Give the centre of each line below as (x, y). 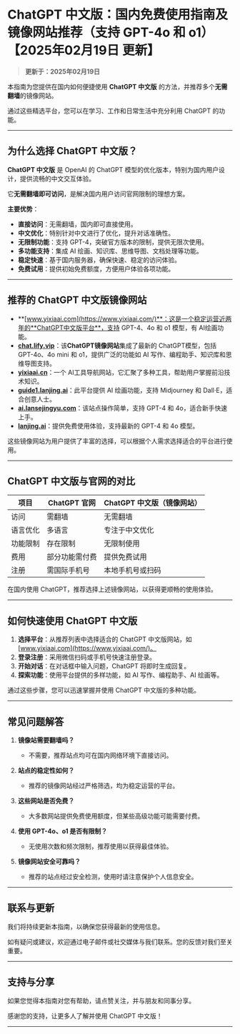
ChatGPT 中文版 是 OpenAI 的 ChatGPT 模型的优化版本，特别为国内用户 (113, 169)
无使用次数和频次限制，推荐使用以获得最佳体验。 (100, 846)
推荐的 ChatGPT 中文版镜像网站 (77, 300)
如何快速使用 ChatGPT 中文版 (72, 621)
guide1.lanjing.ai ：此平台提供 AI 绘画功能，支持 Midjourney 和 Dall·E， (122, 390)
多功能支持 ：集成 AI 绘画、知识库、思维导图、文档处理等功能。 (110, 251)
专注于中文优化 (129, 531)
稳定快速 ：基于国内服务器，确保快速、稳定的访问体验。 (99, 260)
